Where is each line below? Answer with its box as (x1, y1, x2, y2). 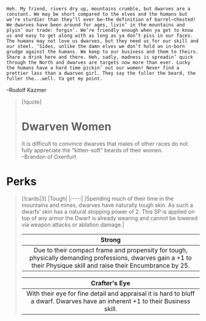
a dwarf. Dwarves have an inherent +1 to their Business (30, 296, 191, 305)
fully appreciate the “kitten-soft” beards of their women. (21, 146, 164, 153)
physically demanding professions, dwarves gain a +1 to (29, 253, 192, 262)
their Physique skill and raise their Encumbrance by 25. (31, 261, 190, 269)
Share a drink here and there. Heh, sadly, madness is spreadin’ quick (6, 54, 193, 60)
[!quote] (21, 98, 42, 106)
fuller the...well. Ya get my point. (6, 75, 103, 82)
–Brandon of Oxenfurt (21, 153, 77, 160)
